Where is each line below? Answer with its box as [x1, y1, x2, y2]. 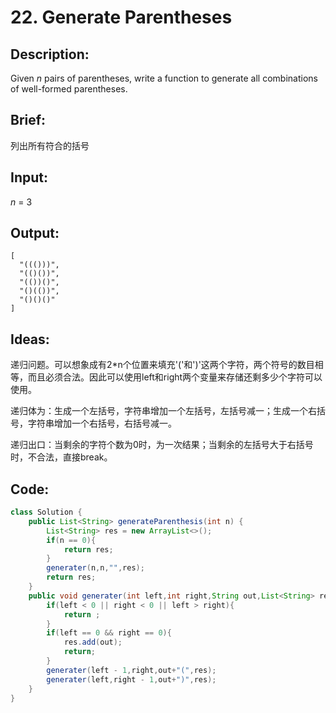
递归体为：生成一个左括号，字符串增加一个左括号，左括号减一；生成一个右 [10, 405, 317, 417]
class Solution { [10, 507, 83, 518]
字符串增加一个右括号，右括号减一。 [27, 417, 177, 430]
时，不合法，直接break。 [10, 451, 113, 463]
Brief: [10, 112, 47, 129]
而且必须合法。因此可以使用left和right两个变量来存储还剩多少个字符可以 [27, 371, 323, 383]
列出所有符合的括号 [10, 139, 90, 151]
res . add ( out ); [63, 637, 123, 648]
